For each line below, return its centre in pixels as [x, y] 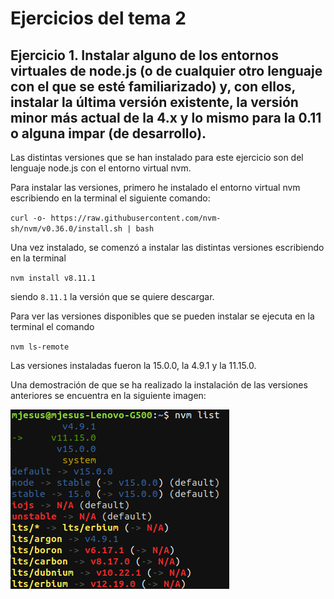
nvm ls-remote [40, 347]
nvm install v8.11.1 [53, 278]
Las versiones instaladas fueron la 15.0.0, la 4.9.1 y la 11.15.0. [133, 365]
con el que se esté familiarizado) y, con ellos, [153, 86]
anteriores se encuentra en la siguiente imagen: [108, 395]
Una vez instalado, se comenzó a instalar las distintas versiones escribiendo [167, 247]
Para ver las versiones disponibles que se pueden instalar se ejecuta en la [162, 316]
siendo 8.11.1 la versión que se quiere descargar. [112, 296]
